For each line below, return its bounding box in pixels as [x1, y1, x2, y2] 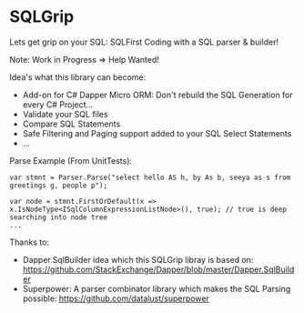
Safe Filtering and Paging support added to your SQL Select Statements [22, 127, 292, 138]
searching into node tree [9, 212, 107, 222]
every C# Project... [22, 98, 94, 110]
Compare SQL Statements [22, 118, 121, 129]
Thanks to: [9, 237, 50, 247]
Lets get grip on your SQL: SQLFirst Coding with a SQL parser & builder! [9, 36, 279, 47]
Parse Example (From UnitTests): [9, 155, 133, 166]
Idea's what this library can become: [9, 71, 147, 83]
